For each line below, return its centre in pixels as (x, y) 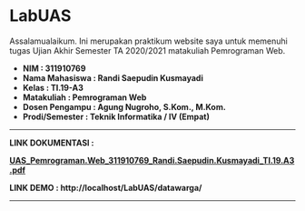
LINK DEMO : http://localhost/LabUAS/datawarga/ (106, 187)
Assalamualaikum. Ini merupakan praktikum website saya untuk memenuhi (148, 41)
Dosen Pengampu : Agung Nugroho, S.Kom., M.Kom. (124, 106)
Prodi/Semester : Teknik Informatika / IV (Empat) (116, 116)
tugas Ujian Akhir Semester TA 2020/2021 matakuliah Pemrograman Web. (148, 50)
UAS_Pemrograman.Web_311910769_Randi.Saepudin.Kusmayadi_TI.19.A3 (152, 160)
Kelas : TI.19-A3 (53, 87)
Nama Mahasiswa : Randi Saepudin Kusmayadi (113, 77)
